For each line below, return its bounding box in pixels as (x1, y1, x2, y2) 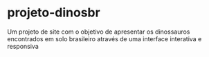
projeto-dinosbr (7, 5, 100, 21)
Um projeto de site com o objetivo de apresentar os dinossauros (7, 27, 190, 36)
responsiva (7, 42, 39, 50)
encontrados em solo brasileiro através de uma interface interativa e (7, 34, 202, 43)
